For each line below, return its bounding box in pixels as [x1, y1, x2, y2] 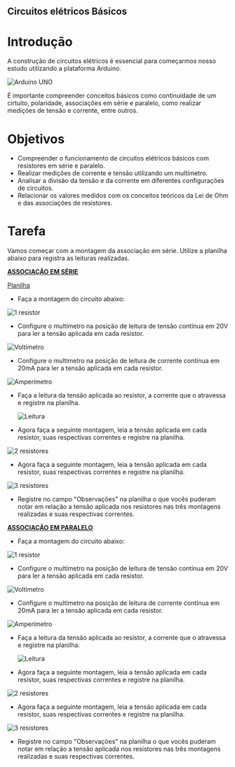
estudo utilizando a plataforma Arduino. [7, 65, 121, 73]
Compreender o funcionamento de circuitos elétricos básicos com [17, 154, 209, 163]
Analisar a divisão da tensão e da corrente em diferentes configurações [17, 177, 224, 185]
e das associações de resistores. [17, 199, 113, 208]
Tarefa [7, 224, 46, 239]
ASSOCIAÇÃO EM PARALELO [7, 524, 93, 532]
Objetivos [7, 131, 65, 147]
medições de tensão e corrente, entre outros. [7, 107, 138, 115]
